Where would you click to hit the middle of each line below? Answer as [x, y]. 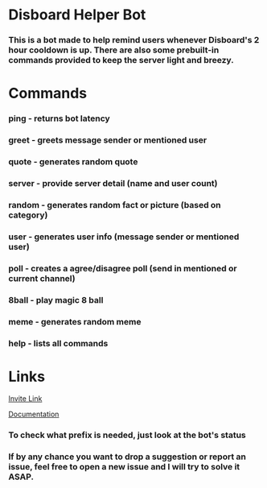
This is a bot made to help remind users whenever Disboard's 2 [134, 40]
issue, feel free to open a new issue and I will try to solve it [124, 467]
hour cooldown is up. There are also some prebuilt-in [114, 50]
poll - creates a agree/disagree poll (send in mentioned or [123, 268]
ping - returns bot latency [59, 118]
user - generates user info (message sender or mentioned [124, 237]
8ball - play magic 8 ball [56, 300]
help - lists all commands [58, 343]
